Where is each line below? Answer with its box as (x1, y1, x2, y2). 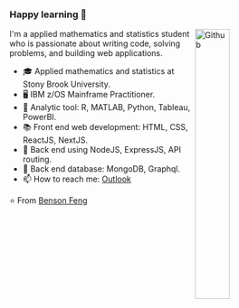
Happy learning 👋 (9, 8, 88, 21)
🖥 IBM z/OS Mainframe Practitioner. (22, 89, 156, 100)
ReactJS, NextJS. (22, 135, 89, 145)
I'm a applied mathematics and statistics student (9, 29, 190, 40)
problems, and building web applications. (9, 48, 163, 59)
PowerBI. (22, 112, 57, 123)
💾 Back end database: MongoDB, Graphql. (22, 163, 181, 174)
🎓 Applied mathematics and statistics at (22, 66, 175, 77)
